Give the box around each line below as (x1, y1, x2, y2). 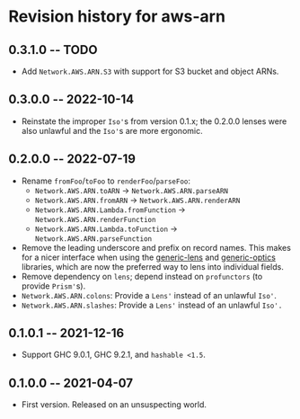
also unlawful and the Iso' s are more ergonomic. (21, 125, 203, 136)
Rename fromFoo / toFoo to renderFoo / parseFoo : (21, 175, 190, 186)
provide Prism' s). (21, 281, 86, 291)
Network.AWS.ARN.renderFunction (34, 215, 156, 224)
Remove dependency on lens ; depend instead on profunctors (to (21, 271, 263, 281)
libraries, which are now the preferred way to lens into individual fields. (21, 261, 284, 272)
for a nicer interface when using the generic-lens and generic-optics (21, 252, 276, 263)
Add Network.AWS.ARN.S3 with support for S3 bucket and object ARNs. (21, 66, 279, 76)
